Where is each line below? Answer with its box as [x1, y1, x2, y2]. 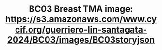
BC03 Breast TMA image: [29, 3, 133, 15]
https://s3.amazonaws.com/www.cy [5, 14, 157, 25]
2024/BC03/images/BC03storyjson [7, 34, 155, 46]
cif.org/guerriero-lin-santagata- [15, 24, 147, 35]
